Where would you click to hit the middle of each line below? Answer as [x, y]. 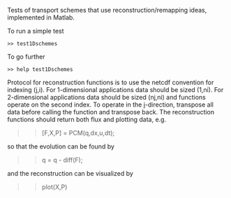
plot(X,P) [54, 187]
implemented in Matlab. [41, 17]
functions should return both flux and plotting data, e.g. [87, 119]
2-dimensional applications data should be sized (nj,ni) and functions [106, 97]
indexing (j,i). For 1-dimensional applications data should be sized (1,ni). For [115, 90]
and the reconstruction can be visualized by [70, 173]
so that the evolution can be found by [61, 146]
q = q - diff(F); [62, 160]
